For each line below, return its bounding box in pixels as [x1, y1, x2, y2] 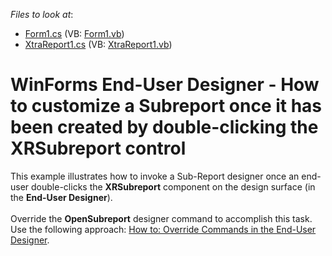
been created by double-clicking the [10, 116, 319, 139]
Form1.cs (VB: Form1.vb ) [24, 28, 125, 39]
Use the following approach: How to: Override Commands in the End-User [10, 223, 317, 235]
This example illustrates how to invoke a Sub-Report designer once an [10, 170, 300, 182]
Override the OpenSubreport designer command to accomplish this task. [10, 212, 313, 224]
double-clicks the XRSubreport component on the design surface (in [31, 180, 316, 193]
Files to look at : [10, 9, 74, 20]
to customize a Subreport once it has [10, 95, 323, 118]
